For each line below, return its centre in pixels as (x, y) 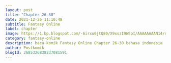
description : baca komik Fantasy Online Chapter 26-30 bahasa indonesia (84, 43)
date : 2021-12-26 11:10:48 (34, 19)
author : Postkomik (25, 48)
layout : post (19, 10)
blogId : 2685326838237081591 (36, 52)
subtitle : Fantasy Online (33, 24)
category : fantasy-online (33, 39)
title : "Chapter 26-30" (31, 15)
